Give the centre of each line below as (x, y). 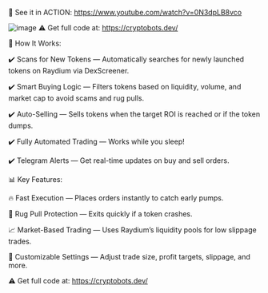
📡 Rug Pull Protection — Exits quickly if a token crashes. (101, 214)
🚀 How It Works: (35, 43)
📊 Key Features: (35, 179)
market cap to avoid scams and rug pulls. (76, 98)
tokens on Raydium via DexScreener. (69, 71)
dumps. (21, 125)
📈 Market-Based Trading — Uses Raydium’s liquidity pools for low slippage (133, 230)
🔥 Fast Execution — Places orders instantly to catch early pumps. (116, 198)
